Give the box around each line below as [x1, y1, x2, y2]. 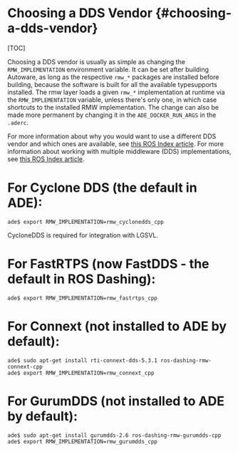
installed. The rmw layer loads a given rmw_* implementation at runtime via [7, 88, 225, 96]
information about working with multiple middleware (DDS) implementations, [7, 147, 232, 155]
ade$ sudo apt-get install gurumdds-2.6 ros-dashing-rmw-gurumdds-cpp [7, 431, 222, 439]
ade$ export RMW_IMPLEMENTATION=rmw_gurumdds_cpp [7, 438, 158, 445]
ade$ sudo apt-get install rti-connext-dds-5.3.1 [7, 356, 158, 364]
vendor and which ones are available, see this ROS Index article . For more [7, 139, 224, 148]
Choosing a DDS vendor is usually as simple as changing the [7, 57, 185, 66]
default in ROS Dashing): [7, 271, 156, 287]
